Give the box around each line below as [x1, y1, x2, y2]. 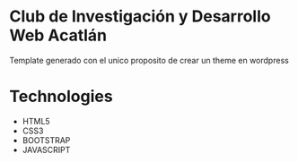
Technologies [9, 87, 114, 107]
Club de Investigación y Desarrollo [9, 6, 271, 27]
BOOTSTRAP [22, 134, 71, 145]
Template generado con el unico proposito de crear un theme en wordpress [9, 55, 289, 65]
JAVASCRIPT [22, 144, 71, 155]
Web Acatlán [9, 25, 108, 46]
